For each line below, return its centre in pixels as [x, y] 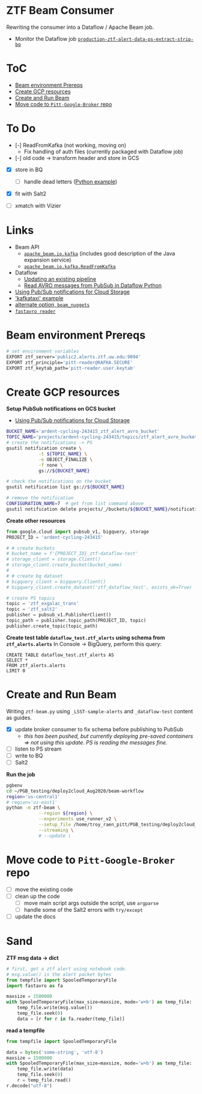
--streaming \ [56, 830]
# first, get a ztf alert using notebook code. [67, 969]
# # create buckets [31, 548]
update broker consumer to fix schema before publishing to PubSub [99, 729]
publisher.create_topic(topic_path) [52, 626]
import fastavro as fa [35, 986]
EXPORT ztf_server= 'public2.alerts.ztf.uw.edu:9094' [74, 357]
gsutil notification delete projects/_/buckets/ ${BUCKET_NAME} [87, 509]
